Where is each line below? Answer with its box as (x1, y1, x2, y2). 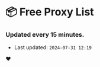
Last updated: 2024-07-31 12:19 (14, 44, 92, 51)
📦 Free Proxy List (5, 5, 94, 19)
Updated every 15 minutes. (5, 31, 85, 39)
